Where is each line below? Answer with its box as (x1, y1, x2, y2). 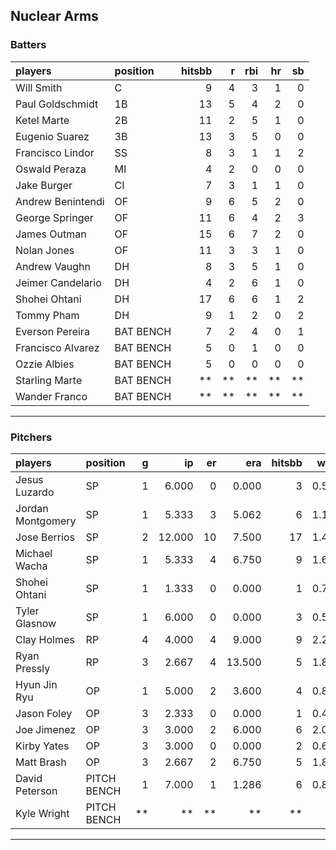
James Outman (15, 227, 87, 241)
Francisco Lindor (15, 145, 95, 159)
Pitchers (10, 430, 53, 444)
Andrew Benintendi (15, 194, 105, 208)
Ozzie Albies (15, 357, 75, 371)
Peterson (15, 784, 58, 798)
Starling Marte (15, 373, 83, 387)
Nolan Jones (15, 243, 75, 257)
